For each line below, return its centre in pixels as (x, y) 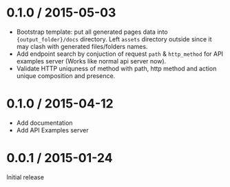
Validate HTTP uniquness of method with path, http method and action (116, 68)
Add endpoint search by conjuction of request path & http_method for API (120, 54)
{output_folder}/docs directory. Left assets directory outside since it (114, 39)
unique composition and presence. (66, 76)
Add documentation (44, 123)
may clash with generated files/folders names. (82, 46)
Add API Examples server (52, 130)
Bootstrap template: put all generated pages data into (92, 32)
